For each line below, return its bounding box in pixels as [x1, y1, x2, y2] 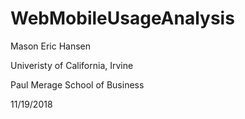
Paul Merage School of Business [10, 78, 145, 91]
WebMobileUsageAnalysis [10, 7, 235, 30]
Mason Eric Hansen [10, 40, 92, 52]
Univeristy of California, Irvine [10, 59, 134, 71]
